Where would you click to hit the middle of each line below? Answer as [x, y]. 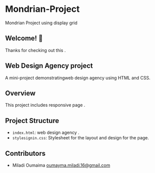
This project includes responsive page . [45, 105]
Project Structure [32, 120]
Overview [20, 93]
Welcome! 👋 [24, 38]
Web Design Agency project [49, 66]
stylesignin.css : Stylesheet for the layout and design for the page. [80, 138]
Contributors [25, 153]
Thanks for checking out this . [35, 50]
